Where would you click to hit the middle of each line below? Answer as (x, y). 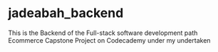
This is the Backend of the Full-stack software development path (103, 33)
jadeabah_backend (66, 13)
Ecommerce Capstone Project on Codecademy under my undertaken (109, 40)
